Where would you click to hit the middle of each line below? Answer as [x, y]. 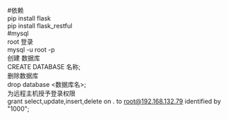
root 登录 [20, 42]
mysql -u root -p [31, 49]
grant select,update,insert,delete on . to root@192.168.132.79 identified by [114, 101]
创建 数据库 [24, 58]
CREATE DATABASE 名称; [44, 67]
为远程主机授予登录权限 [41, 93]
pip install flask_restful [40, 26]
